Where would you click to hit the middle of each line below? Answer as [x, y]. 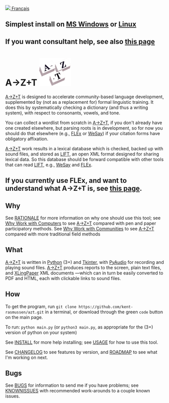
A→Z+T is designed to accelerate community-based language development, [85, 97]
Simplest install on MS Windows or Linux [71, 25]
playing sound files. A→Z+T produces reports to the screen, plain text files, [83, 267]
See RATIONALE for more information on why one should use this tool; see [83, 218]
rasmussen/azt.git [25, 312]
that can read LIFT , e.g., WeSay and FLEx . [49, 165]
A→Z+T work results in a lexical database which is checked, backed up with [84, 148]
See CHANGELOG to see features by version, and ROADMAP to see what [81, 352]
